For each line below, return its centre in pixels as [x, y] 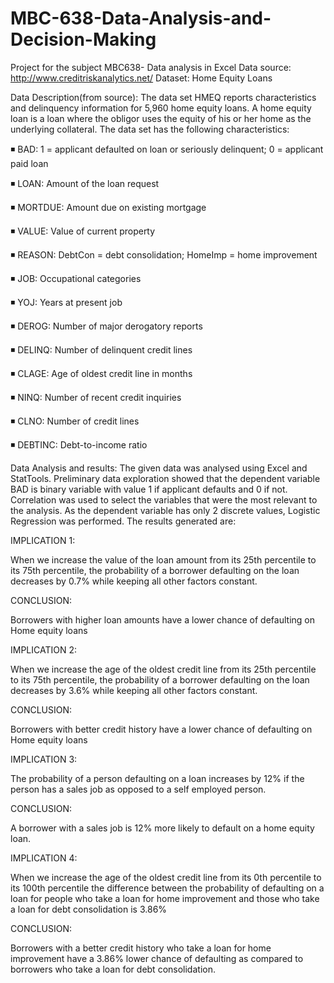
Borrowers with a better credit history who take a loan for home [141, 948]
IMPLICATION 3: [44, 759]
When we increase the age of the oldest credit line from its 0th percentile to [166, 877]
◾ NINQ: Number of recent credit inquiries [96, 397]
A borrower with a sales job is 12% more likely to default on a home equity [162, 828]
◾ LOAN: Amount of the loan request [85, 183]
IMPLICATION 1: [43, 540]
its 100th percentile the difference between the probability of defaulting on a [167, 888]
